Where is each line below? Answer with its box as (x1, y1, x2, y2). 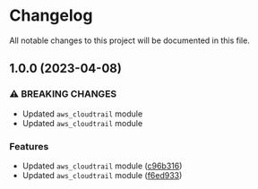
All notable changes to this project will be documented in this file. (9, 35, 251, 46)
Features (9, 140, 49, 152)
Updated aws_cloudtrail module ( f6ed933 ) (21, 169, 183, 180)
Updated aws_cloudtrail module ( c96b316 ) (21, 160, 183, 171)
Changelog (9, 5, 93, 26)
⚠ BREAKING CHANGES (9, 88, 117, 100)
